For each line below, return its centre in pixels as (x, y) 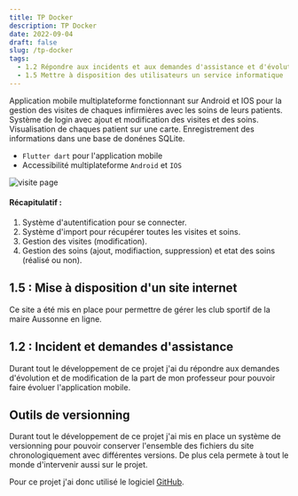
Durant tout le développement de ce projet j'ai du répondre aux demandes (145, 368)
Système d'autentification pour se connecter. (104, 222)
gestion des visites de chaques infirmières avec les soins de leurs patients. (146, 110)
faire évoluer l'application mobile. (70, 387)
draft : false (33, 42)
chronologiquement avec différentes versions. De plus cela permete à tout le (149, 455)
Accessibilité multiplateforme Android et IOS (102, 164)
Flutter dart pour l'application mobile (92, 156)
